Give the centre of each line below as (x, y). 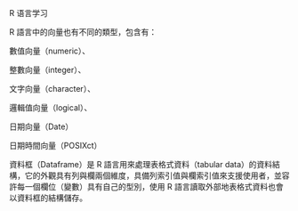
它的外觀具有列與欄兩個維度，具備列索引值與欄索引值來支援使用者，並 (153, 175)
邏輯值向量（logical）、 (51, 108)
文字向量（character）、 (52, 89)
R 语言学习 (28, 13)
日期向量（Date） (41, 126)
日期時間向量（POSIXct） (56, 146)
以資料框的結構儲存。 (48, 198)
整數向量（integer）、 (48, 70)
